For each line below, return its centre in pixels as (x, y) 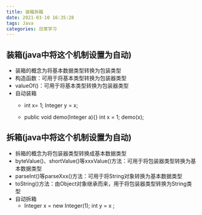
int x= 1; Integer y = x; (51, 105)
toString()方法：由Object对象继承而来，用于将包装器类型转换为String (101, 184)
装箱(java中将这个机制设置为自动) (69, 55)
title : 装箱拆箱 (25, 12)
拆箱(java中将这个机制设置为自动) (69, 138)
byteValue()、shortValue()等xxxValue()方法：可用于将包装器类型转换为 (103, 160)
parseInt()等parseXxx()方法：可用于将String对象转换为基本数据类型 (99, 176)
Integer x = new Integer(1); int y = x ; (69, 205)
